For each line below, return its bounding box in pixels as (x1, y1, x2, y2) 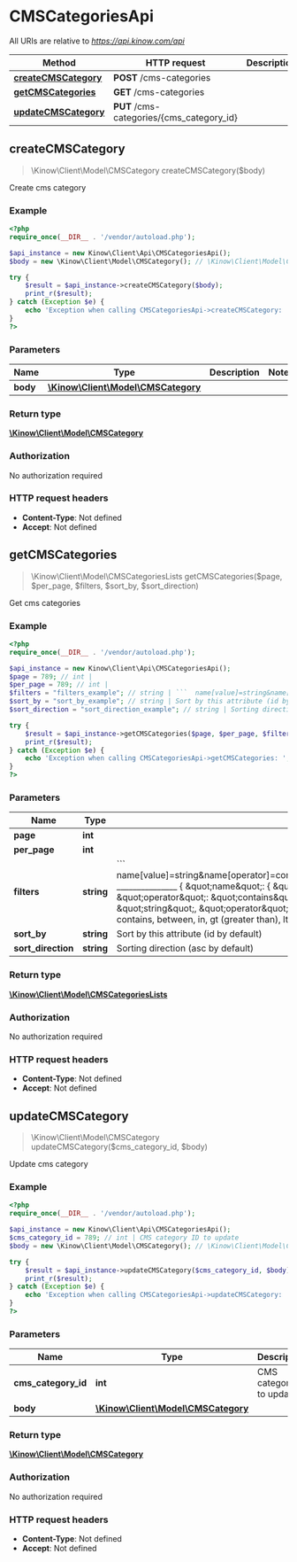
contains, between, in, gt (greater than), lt (116, 913, 289, 926)
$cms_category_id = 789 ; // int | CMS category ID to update (9, 1233, 240, 1242)
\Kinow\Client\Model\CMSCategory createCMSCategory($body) (30, 165, 266, 175)
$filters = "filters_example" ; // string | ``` (9, 688, 188, 697)
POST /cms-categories (113, 71, 211, 83)
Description (209, 366, 261, 378)
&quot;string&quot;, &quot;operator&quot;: (116, 902, 292, 914)
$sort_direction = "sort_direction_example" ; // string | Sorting (9, 705, 259, 714)
